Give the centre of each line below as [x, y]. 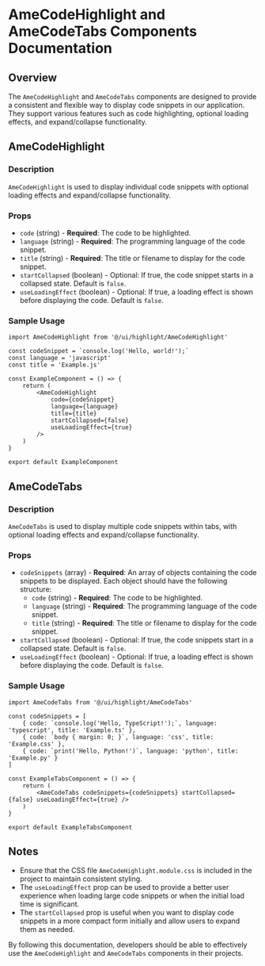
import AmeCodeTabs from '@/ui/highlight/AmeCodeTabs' [100, 702]
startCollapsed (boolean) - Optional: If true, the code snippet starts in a [136, 274]
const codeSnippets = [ [47, 716]
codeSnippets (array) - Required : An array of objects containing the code [138, 573]
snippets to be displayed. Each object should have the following [123, 581]
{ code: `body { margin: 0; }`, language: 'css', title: [118, 737]
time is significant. [49, 904]
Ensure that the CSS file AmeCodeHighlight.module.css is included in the [136, 871]
